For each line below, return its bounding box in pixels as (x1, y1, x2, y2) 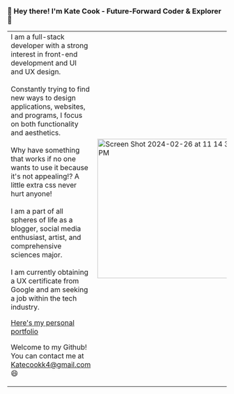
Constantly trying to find (10, 84, 91, 94)
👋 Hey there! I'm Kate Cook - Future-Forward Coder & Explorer (7, 6, 221, 16)
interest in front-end (10, 50, 78, 59)
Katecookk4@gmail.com (10, 360, 91, 370)
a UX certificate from (10, 276, 79, 286)
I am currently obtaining (10, 268, 88, 278)
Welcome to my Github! (10, 342, 87, 352)
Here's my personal (10, 318, 75, 328)
